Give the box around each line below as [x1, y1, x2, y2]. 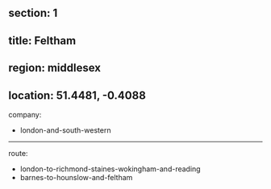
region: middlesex [8, 61, 102, 75]
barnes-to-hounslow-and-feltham [19, 172, 133, 182]
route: [8, 148, 28, 158]
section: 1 [8, 6, 58, 20]
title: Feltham [8, 34, 77, 47]
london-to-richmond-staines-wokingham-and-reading [19, 164, 201, 174]
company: [8, 109, 42, 119]
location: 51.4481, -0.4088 [8, 88, 147, 102]
